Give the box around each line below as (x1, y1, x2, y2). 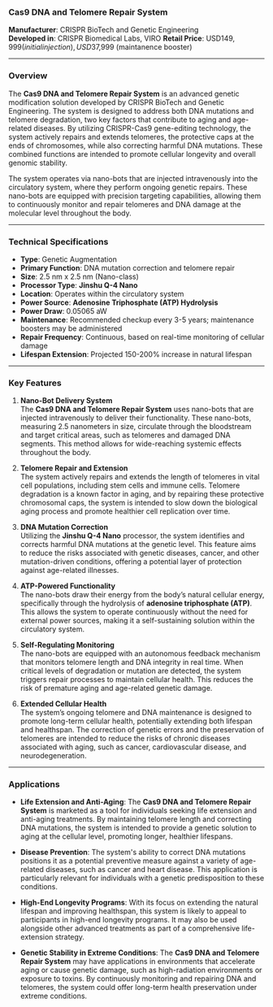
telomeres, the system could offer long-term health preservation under (19, 983, 258, 992)
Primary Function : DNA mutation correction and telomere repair (19, 263, 236, 272)
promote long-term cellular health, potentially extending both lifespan (19, 716, 253, 726)
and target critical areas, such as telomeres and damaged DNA (19, 430, 231, 441)
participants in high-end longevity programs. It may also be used (19, 915, 237, 925)
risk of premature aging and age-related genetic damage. (19, 684, 213, 693)
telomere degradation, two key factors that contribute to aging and (8, 115, 232, 124)
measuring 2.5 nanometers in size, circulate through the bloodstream (19, 422, 252, 432)
